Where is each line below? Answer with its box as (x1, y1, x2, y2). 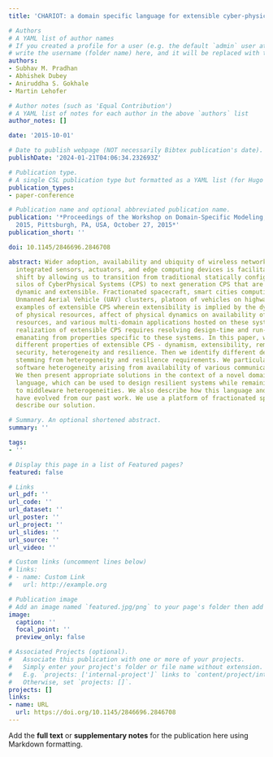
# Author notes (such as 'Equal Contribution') (8, 102, 173, 110)
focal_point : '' (15, 625, 71, 634)
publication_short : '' (8, 228, 85, 237)
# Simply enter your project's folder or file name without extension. (8, 663, 264, 671)
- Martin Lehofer (8, 87, 67, 95)
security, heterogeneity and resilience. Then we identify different (15, 349, 256, 357)
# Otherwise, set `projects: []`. (8, 678, 132, 686)
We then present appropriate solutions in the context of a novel (15, 371, 245, 379)
